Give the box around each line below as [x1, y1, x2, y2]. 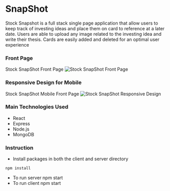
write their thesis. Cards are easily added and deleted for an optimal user [5, 36, 160, 43]
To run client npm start [12, 180, 61, 186]
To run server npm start [12, 175, 63, 181]
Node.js [12, 126, 30, 132]
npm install [5, 166, 31, 171]
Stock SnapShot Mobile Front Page [5, 91, 80, 97]
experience [5, 41, 29, 48]
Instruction [5, 144, 34, 151]
